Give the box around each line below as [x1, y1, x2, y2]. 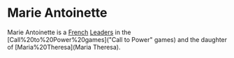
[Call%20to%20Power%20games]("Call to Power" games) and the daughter [7, 35, 228, 43]
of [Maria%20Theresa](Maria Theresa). [7, 43, 121, 51]
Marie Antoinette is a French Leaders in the [7, 28, 131, 36]
